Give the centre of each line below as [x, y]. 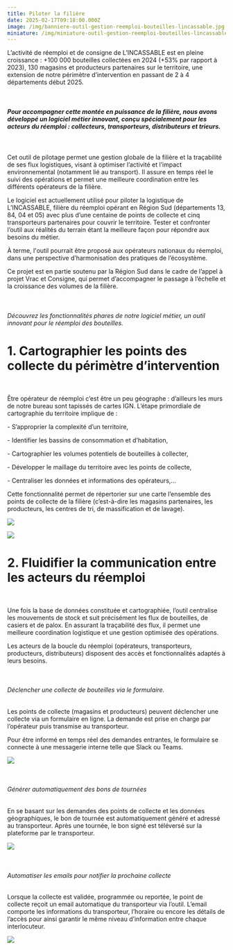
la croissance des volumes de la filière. [63, 286]
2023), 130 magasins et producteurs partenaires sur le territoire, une [105, 67]
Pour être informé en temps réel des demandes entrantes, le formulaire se [113, 740]
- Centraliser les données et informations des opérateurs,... [92, 481]
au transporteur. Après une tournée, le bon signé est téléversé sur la [105, 826]
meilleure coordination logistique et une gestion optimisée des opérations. [113, 632]
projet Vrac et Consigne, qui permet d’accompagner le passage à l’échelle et [116, 279]
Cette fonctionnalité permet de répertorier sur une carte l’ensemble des [109, 494]
